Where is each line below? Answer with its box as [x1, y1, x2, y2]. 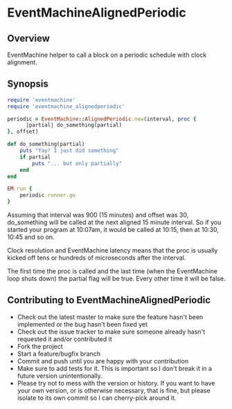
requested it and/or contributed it [17, 334, 112, 343]
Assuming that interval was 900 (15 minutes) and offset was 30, [7, 211, 189, 219]
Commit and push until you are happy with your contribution [17, 356, 189, 365]
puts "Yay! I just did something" [19, 147, 119, 154]
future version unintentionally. [17, 372, 102, 380]
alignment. [7, 58, 37, 66]
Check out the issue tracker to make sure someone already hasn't [17, 327, 206, 336]
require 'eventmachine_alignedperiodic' [7, 102, 126, 110]
